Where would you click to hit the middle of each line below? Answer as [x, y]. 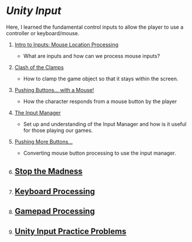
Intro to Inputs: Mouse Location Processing [66, 45]
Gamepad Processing [55, 211]
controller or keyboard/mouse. [43, 33]
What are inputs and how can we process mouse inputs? [92, 56]
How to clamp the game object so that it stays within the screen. [101, 79]
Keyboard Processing [55, 191]
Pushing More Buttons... [44, 141]
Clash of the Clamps [39, 67]
